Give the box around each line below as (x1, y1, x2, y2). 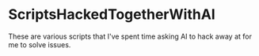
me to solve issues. (8, 39, 71, 49)
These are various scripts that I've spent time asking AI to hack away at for (8, 32, 252, 41)
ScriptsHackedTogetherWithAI (8, 6, 215, 24)
